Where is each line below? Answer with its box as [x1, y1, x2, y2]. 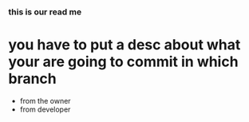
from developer [19, 104, 71, 114]
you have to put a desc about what [8, 36, 241, 54]
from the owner [19, 96, 71, 105]
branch [8, 70, 57, 88]
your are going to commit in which [8, 53, 239, 71]
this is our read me [8, 6, 82, 18]
